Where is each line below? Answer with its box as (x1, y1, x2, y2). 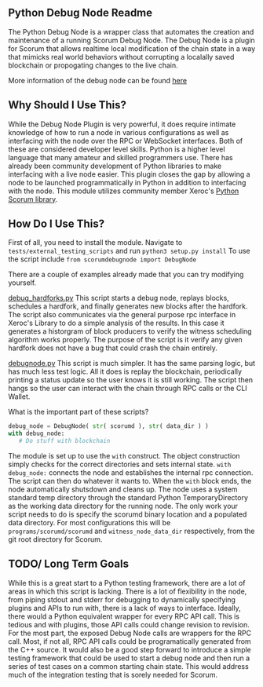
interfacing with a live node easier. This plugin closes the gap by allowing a (8, 169, 250, 179)
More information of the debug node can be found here (8, 75, 187, 85)
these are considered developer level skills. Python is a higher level (8, 144, 225, 154)
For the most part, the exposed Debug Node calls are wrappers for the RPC (8, 628, 252, 638)
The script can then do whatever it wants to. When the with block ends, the (8, 477, 252, 486)
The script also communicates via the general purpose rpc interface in (8, 310, 236, 320)
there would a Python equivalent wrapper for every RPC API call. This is (8, 612, 240, 621)
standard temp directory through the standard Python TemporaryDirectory (8, 493, 249, 502)
